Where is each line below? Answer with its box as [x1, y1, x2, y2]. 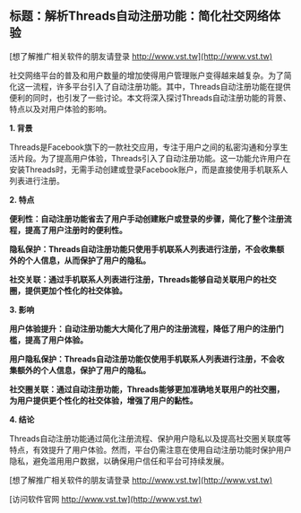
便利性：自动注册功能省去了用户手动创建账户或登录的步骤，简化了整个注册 [9, 213, 284, 224]
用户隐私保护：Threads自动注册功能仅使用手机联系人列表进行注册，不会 [9, 353, 277, 364]
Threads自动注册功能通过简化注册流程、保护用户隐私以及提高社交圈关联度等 [9, 433, 291, 444]
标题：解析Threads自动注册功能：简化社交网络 [9, 8, 270, 24]
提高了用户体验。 [24, 335, 88, 345]
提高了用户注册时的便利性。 [24, 224, 127, 235]
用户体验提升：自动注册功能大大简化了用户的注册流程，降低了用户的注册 [9, 323, 276, 334]
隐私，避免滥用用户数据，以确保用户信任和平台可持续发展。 [9, 456, 229, 466]
